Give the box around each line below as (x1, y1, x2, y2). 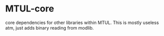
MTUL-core (5, 3, 54, 14)
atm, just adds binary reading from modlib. (5, 24, 94, 30)
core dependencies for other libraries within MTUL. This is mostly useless (5, 19, 159, 25)
